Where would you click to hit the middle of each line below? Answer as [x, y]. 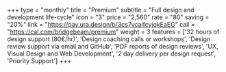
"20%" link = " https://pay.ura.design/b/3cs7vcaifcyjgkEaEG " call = [101, 24]
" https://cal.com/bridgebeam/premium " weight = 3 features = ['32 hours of [113, 32]
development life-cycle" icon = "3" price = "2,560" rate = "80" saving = [108, 17]
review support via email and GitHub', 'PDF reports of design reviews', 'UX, [113, 46]
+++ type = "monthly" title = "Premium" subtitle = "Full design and [101, 10]
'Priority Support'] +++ [39, 61]
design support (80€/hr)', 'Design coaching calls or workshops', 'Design [109, 39]
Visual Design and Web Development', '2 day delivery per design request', [112, 53]
